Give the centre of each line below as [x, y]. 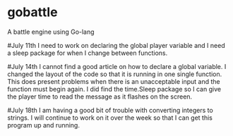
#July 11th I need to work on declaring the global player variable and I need [116, 45]
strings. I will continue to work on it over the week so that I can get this [110, 118]
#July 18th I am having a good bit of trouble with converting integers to [110, 110]
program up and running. [43, 125]
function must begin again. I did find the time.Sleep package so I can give [114, 89]
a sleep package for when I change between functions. [88, 53]
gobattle [32, 12]
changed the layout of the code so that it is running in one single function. [115, 74]
